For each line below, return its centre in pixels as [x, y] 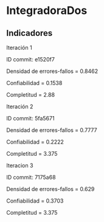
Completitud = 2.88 [31, 95]
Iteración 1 [19, 47]
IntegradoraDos [47, 11]
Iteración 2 [20, 106]
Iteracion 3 [20, 165]
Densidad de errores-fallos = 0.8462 [52, 71]
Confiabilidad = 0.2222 [35, 142]
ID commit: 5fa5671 [30, 118]
